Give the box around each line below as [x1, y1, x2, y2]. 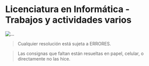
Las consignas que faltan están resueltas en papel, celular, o [17, 50, 144, 56]
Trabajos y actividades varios [5, 14, 132, 26]
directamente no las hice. [17, 55, 71, 61]
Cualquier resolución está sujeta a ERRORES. [17, 40, 111, 46]
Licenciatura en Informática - [5, 4, 130, 15]
